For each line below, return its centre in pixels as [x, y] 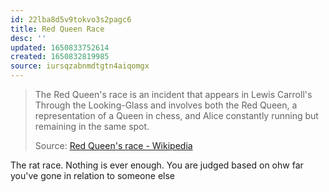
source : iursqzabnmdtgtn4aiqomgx [80, 66]
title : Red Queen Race [57, 29]
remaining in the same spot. [92, 126]
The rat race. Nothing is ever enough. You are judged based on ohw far [157, 165]
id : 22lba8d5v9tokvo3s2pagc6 [71, 19]
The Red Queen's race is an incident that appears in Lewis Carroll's [173, 94]
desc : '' [28, 38]
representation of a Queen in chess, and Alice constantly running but [176, 115]
